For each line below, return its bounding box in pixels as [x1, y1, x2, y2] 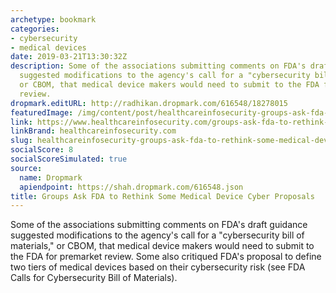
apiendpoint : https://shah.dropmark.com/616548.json [19, 182, 244, 192]
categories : [10, 24, 60, 34]
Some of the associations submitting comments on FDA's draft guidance [10, 219, 308, 231]
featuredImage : [10, 107, 74, 118]
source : [10, 163, 43, 173]
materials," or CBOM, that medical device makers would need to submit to [10, 240, 315, 252]
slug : [10, 136, 33, 146]
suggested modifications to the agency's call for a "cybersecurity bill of [10, 229, 305, 241]
